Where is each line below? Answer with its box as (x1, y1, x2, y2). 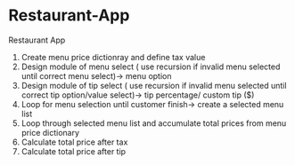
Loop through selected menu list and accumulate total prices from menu (20, 117, 287, 129)
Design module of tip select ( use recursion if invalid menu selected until (20, 80, 287, 90)
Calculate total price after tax (20, 137, 128, 147)
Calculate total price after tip (20, 145, 127, 156)
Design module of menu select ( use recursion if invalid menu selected (20, 61, 281, 72)
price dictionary (20, 127, 80, 137)
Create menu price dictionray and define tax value (20, 51, 206, 62)
